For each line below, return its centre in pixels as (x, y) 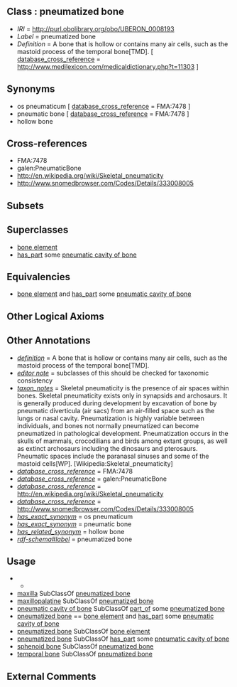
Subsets (25, 206)
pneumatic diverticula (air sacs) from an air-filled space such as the (116, 410)
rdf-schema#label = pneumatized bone (75, 539)
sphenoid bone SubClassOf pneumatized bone (85, 646)
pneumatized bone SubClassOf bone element (83, 632)
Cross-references (47, 144)
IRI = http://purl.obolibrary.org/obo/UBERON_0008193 (95, 28)
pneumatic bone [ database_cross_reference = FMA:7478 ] (103, 114)
